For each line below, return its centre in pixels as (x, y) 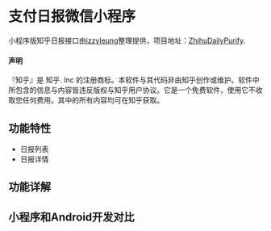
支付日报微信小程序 (72, 17)
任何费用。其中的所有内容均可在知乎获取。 (93, 100)
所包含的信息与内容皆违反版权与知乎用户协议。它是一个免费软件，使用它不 (132, 90)
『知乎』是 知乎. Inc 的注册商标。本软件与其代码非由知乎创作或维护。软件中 (134, 80)
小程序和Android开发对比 (71, 217)
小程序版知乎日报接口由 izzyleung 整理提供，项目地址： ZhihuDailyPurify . (127, 40)
